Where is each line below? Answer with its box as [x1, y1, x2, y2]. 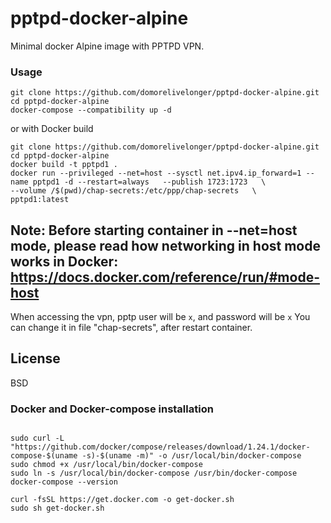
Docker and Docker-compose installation [10, 402, 214, 416]
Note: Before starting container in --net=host [10, 222, 298, 239]
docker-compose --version [10, 477, 118, 487]
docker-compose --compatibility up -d [10, 105, 172, 116]
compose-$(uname [10, 451, 78, 461]
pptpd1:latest [10, 195, 70, 205]
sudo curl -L [10, 433, 65, 444]
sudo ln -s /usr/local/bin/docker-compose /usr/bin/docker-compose [10, 468, 298, 479]
